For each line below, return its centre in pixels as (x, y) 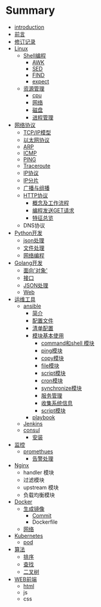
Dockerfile (45, 522)
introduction (29, 27)
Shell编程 (34, 55)
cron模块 (52, 380)
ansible (32, 306)
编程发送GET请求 (53, 210)
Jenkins (33, 423)
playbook (43, 417)
